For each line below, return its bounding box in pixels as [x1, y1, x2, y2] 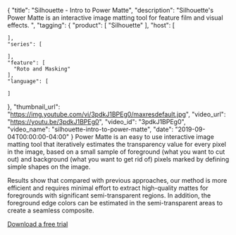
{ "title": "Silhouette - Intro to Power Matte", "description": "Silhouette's [7, 6, 213, 14]
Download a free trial [7, 220, 68, 228]
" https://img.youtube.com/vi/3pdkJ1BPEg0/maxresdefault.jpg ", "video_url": [7, 110, 226, 119]
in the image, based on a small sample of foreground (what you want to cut [7, 147, 225, 156]
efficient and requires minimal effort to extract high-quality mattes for [7, 183, 209, 192]
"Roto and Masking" [13, 66, 71, 73]
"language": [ [7, 78, 49, 85]
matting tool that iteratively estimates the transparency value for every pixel [7, 140, 227, 148]
